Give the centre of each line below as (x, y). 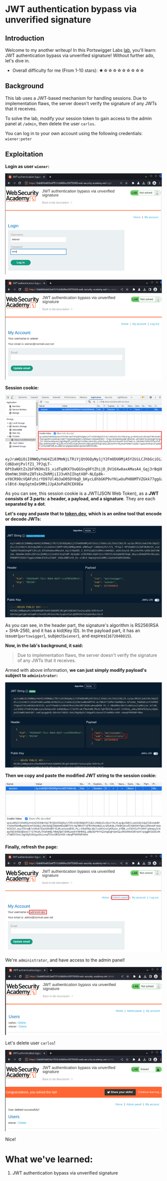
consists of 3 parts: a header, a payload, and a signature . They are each (80, 498)
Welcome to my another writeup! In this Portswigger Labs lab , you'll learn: (81, 50)
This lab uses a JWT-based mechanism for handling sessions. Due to (76, 98)
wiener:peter (19, 139)
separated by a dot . (26, 504)
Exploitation (24, 154)
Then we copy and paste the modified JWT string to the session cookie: (81, 776)
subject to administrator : (32, 675)
